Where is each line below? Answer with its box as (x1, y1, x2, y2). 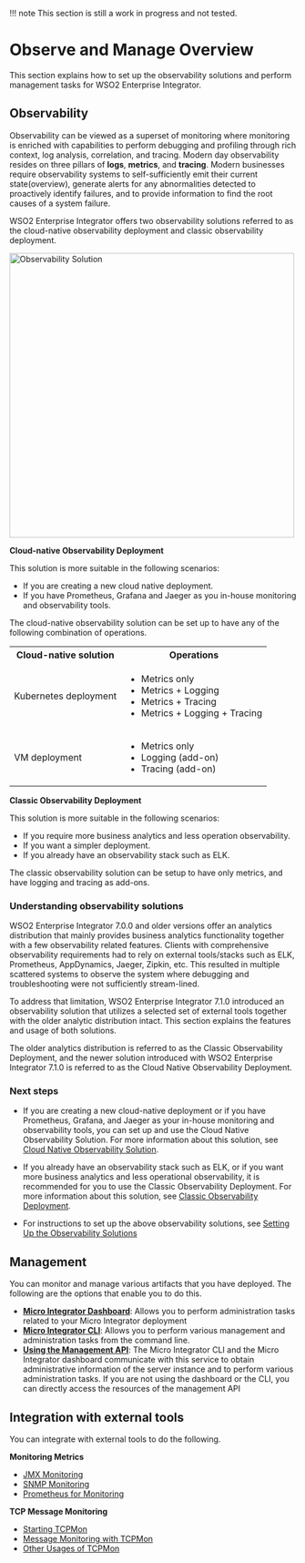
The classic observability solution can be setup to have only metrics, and (9, 867, 283, 878)
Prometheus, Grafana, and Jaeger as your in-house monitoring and (22, 1115, 275, 1126)
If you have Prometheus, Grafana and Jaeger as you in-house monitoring (22, 589, 297, 600)
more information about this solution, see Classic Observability (22, 1190, 259, 1201)
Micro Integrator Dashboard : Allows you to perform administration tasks (22, 1306, 296, 1317)
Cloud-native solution (16, 649, 116, 661)
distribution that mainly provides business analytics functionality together (9, 930, 285, 941)
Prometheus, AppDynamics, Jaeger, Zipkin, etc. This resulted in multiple (9, 959, 280, 970)
